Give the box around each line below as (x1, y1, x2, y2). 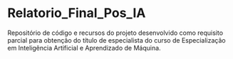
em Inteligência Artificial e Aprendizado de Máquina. (7, 43, 162, 52)
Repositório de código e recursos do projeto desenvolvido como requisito (7, 28, 223, 37)
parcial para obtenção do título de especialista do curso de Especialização (7, 36, 226, 44)
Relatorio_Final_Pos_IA (7, 5, 146, 21)
